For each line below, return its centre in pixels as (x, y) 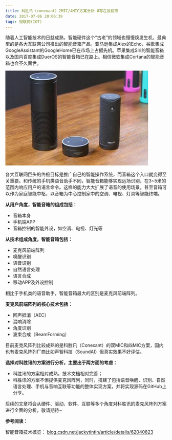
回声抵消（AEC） (31, 315)
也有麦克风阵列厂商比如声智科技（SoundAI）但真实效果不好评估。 (75, 352)
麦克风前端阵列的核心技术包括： (39, 304)
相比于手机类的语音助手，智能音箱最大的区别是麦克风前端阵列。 (72, 294)
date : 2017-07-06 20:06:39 (34, 16)
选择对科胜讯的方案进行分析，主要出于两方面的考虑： (61, 363)
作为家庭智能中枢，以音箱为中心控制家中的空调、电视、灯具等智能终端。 (86, 194)
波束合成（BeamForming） (41, 335)
